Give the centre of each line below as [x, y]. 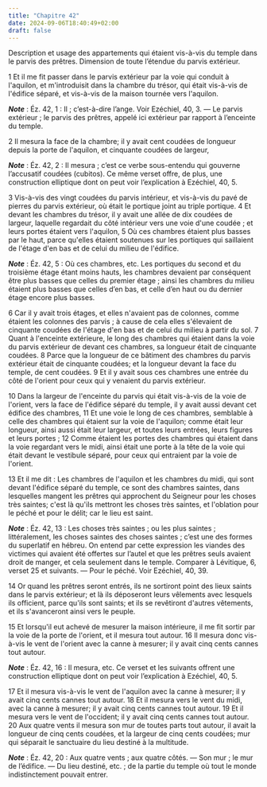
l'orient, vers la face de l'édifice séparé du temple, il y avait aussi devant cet [132, 405]
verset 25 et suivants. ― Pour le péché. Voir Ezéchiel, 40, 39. [108, 571]
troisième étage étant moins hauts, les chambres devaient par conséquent [130, 272]
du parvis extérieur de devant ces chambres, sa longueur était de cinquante [132, 347]
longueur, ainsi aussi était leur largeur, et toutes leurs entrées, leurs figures [130, 430]
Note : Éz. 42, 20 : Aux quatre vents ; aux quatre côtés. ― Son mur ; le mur [131, 758]
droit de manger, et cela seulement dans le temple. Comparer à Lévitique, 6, [132, 563]
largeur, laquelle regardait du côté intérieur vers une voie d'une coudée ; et [131, 223]
